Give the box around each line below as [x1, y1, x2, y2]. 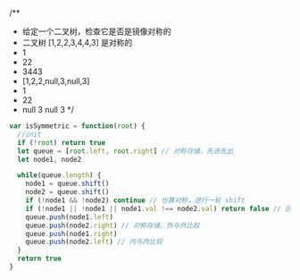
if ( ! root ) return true [17, 138, 105, 147]
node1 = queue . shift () [25, 179, 110, 189]
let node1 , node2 [17, 155, 82, 164]
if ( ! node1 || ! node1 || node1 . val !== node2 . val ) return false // [25, 204, 281, 213]
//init [17, 130, 42, 139]
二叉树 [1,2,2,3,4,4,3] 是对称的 [21, 38, 133, 47]
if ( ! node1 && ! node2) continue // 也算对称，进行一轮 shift [25, 196, 246, 205]
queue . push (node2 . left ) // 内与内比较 [25, 237, 163, 247]
